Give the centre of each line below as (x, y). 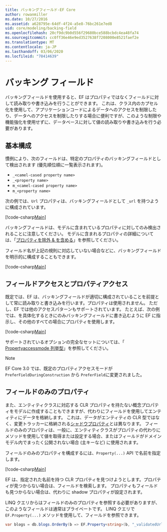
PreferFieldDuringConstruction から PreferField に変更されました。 (75, 374)
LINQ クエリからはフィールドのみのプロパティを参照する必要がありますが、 (83, 503)
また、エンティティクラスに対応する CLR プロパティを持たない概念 (73, 405)
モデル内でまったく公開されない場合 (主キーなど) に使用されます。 (73, 442)
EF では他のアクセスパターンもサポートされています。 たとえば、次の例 (87, 309)
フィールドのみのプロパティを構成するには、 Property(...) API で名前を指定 (83, 453)
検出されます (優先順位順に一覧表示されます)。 (57, 165)
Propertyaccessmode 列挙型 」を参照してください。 (58, 348)
